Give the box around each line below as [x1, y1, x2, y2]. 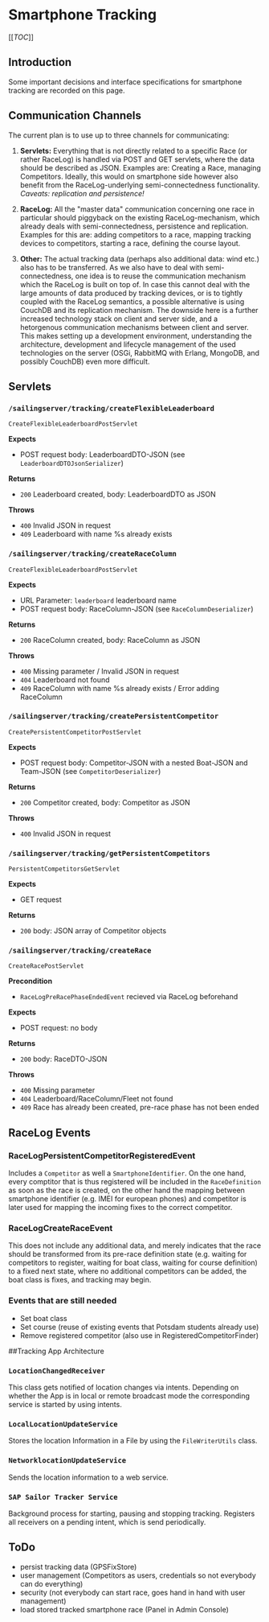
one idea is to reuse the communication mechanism [75, 271, 247, 281]
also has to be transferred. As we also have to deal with [19, 262, 204, 272]
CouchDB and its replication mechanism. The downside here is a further [19, 305, 259, 315]
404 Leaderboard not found [19, 674, 110, 685]
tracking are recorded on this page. [8, 85, 125, 95]
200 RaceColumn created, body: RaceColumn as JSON [19, 635, 201, 644]
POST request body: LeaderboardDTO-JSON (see [19, 450, 185, 459]
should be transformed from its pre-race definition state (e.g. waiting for [8, 1249, 247, 1259]
